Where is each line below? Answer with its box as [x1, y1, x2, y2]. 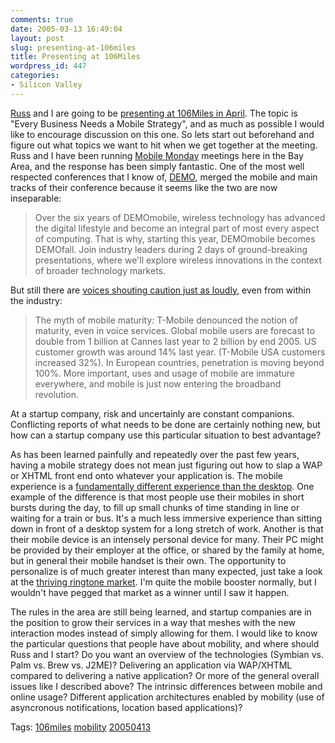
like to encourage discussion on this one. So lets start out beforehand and [10, 128, 315, 140]
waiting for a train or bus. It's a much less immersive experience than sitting [10, 512, 323, 524]
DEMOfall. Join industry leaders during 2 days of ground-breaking [34, 243, 308, 255]
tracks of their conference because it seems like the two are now [10, 181, 278, 193]
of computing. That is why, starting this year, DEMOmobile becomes [34, 232, 316, 245]
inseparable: [10, 192, 62, 204]
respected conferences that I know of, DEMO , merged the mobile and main [10, 171, 318, 183]
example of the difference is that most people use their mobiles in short [10, 491, 305, 503]
